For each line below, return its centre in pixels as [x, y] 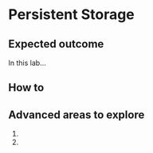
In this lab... [27, 63]
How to [26, 88]
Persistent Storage [72, 15]
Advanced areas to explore [76, 115]
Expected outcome [56, 44]
